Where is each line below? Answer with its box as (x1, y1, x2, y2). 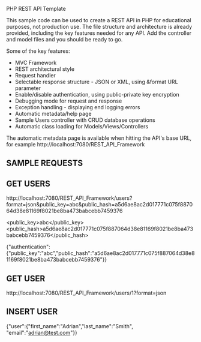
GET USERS (6, 178, 50, 188)
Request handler (14, 72, 56, 79)
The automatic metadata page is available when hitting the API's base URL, (6, 134, 192, 142)
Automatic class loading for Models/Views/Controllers (14, 123, 149, 130)
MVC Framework (14, 59, 57, 66)
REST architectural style (14, 65, 75, 73)
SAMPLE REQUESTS (6, 158, 83, 169)
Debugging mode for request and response (14, 97, 122, 104)
